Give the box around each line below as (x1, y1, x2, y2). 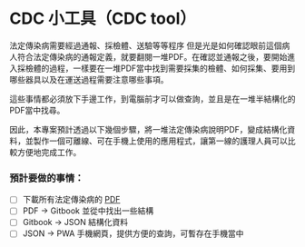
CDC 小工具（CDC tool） (9, 8, 197, 29)
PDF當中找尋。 (9, 104, 65, 115)
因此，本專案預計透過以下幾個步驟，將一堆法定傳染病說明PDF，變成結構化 (9, 123, 288, 134)
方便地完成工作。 (16, 146, 82, 157)
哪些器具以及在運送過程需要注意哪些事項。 (9, 74, 169, 84)
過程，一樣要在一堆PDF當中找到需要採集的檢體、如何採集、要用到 (48, 63, 296, 74)
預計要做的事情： (9, 172, 84, 184)
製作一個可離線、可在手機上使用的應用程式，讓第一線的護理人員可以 (33, 135, 288, 146)
